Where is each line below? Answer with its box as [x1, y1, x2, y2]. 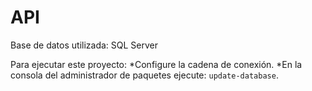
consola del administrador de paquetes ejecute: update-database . [10, 69, 279, 81]
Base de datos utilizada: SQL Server [10, 39, 159, 51]
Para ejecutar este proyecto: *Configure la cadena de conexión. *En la [10, 58, 303, 70]
